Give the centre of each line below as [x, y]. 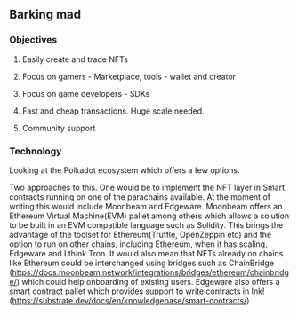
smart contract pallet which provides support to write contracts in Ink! [137, 291]
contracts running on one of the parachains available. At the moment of [140, 197]
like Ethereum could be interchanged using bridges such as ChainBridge [141, 263]
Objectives [33, 40]
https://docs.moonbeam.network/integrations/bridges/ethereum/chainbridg [150, 272]
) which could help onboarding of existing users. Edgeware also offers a [148, 281]
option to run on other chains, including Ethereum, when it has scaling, [139, 244]
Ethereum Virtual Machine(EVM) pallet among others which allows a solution [149, 216]
